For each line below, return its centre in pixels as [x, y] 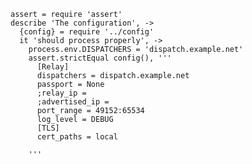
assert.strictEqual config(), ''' [100, 58]
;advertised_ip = [73, 102]
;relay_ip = [61, 93]
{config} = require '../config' [87, 32]
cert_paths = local [77, 137]
